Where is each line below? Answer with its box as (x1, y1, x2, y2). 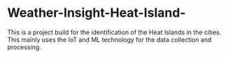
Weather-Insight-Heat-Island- (7, 5, 186, 21)
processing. (7, 43, 42, 51)
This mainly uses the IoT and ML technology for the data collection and (7, 35, 212, 43)
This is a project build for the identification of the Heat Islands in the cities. (7, 28, 222, 36)
